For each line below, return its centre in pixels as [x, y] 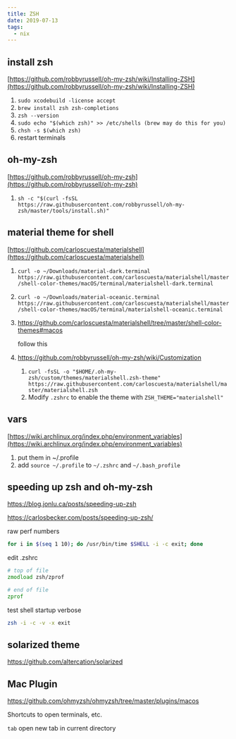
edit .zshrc [23, 558]
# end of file [28, 590]
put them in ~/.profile [48, 457]
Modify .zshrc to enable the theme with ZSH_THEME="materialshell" [126, 397]
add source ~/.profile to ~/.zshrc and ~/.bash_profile [99, 465]
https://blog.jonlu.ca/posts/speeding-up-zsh [72, 504]
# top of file [28, 571]
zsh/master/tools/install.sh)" [63, 211]
